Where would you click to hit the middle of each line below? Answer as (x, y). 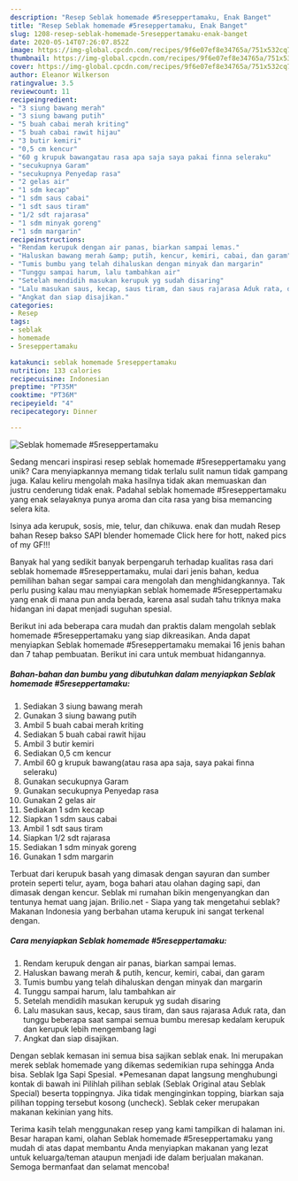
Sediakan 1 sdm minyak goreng (80, 847)
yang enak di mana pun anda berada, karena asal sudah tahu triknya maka (145, 599)
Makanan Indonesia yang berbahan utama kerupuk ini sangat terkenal (137, 911)
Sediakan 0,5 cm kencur (67, 753)
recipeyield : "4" (42, 403)
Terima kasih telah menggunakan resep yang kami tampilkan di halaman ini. (148, 1129)
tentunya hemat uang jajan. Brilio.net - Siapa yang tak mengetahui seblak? (145, 901)
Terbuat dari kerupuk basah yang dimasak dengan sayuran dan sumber (140, 873)
